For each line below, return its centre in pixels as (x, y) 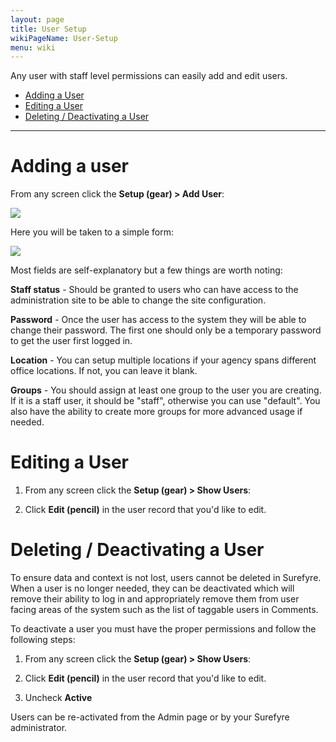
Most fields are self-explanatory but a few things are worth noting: (146, 270)
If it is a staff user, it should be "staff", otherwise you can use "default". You (165, 401)
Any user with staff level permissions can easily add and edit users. (149, 76)
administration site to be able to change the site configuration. (138, 300)
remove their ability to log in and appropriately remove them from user (155, 599)
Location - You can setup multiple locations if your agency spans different (163, 360)
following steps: (43, 640)
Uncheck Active (58, 698)
